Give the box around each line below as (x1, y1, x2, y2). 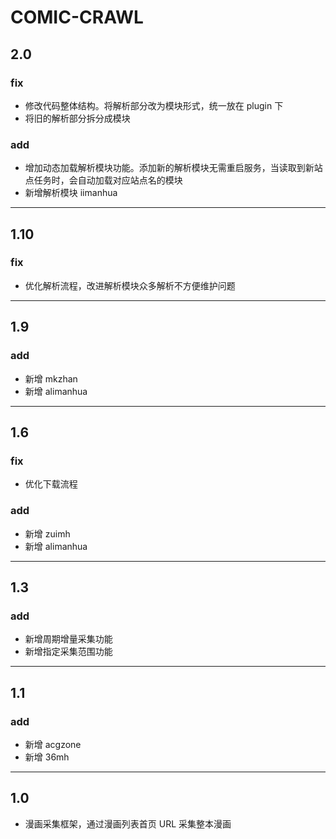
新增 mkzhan (24, 372, 78, 385)
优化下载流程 (24, 478, 78, 490)
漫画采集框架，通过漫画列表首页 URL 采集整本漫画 (24, 817, 232, 830)
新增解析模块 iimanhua (24, 187, 118, 199)
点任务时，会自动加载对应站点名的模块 (24, 174, 183, 186)
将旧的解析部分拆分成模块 (24, 112, 131, 124)
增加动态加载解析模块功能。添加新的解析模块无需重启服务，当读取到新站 (24, 162, 323, 174)
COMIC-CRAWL (10, 6, 144, 29)
